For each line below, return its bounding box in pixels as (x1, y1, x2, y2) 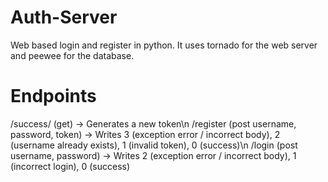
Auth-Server (10, 6, 118, 29)
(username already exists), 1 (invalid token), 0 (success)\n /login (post (10, 139, 298, 151)
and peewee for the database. (10, 49, 135, 61)
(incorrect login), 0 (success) (10, 160, 131, 172)
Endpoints (10, 85, 97, 108)
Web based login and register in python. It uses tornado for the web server (10, 39, 318, 51)
